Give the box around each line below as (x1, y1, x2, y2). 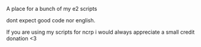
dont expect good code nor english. (6, 17, 96, 23)
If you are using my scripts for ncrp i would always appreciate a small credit (6, 28, 195, 36)
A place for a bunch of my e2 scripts (6, 5, 97, 12)
